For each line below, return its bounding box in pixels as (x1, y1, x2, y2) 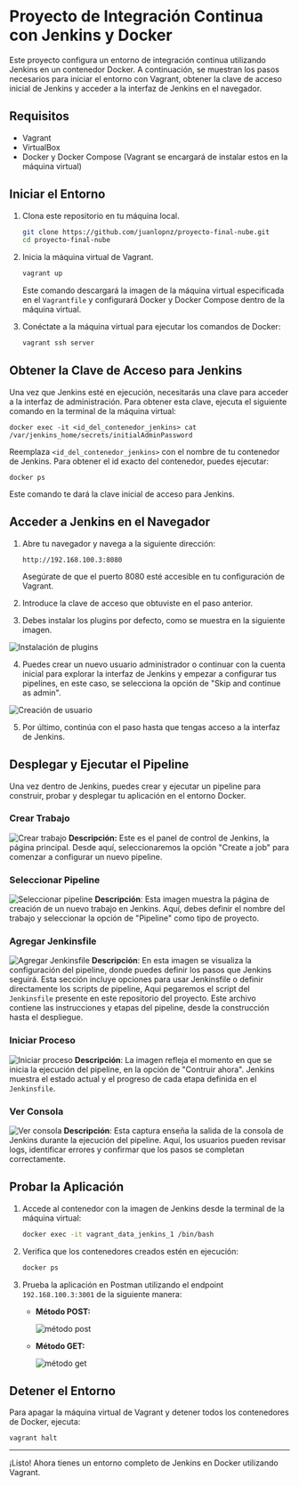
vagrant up (21, 269, 63, 278)
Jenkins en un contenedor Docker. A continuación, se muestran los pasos (9, 64, 280, 75)
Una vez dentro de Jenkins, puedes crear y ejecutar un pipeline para (9, 781, 261, 792)
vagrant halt (9, 1433, 58, 1443)
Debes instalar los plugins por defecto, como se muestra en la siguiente (21, 614, 286, 625)
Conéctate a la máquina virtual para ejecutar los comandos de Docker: (21, 321, 281, 332)
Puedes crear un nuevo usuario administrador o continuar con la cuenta (21, 659, 287, 670)
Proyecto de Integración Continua (9, 6, 264, 27)
